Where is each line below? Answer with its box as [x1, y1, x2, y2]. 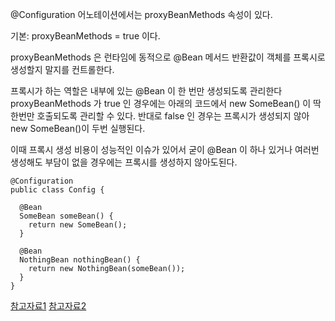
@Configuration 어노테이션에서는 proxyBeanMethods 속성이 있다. [10, 9, 273, 20]
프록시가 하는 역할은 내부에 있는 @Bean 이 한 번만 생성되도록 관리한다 [10, 85, 283, 97]
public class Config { [10, 185, 105, 195]
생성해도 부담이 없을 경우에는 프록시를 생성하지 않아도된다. [10, 156, 238, 168]
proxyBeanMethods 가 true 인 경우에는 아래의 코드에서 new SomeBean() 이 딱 [10, 98, 322, 109]
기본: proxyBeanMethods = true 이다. [10, 30, 161, 42]
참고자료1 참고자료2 [10, 300, 87, 312]
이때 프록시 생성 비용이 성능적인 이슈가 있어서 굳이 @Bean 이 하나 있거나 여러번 [10, 144, 320, 155]
